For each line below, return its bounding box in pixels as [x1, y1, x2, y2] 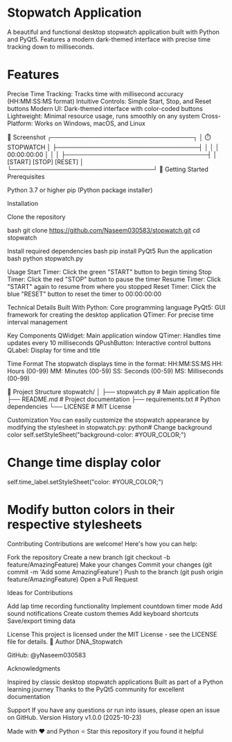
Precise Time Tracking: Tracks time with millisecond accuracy [7, 89, 184, 98]
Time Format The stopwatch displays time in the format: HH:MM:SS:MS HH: [7, 359, 223, 368]
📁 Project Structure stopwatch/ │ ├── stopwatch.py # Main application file [7, 387, 220, 396]
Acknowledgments [7, 664, 61, 673]
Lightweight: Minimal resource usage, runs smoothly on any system [7, 112, 200, 120]
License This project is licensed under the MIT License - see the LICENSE [7, 630, 217, 638]
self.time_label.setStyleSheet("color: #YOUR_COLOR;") [7, 477, 164, 486]
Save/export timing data [7, 617, 76, 625]
